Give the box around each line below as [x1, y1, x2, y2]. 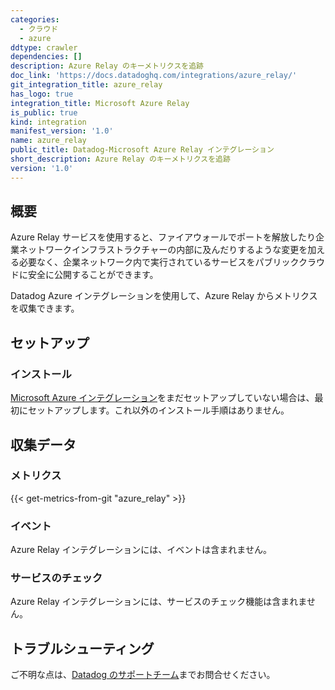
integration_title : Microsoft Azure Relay [10, 98, 190, 108]
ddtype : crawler [10, 42, 78, 53]
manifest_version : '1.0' [10, 126, 114, 136]
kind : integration [10, 117, 87, 127]
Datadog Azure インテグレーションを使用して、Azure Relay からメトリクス [10, 290, 318, 302]
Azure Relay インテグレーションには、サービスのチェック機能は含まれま [10, 596, 307, 608]
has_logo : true [10, 89, 74, 99]
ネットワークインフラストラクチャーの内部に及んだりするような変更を [18, 244, 308, 256]
